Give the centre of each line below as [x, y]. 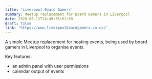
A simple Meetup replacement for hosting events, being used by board [76, 42]
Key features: [18, 56]
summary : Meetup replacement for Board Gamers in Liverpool [68, 14]
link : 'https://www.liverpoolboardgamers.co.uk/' [57, 28]
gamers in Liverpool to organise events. [45, 47]
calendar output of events [38, 71]
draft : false [18, 23]
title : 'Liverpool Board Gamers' [39, 10]
